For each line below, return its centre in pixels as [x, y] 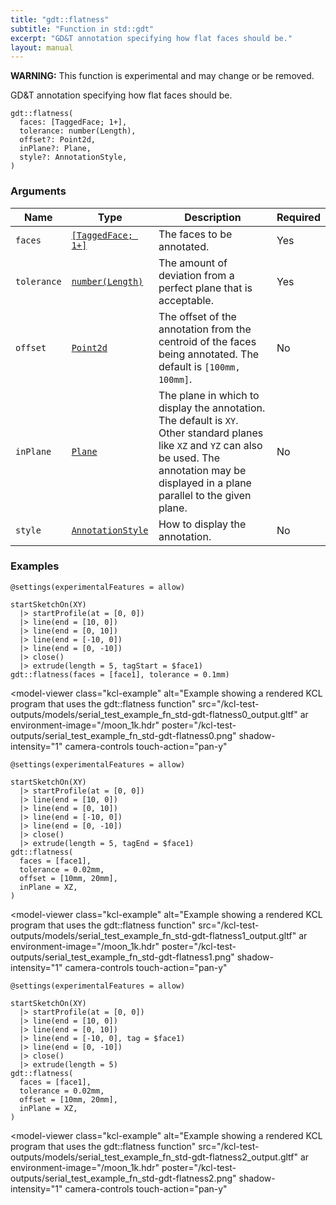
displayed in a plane [205, 483]
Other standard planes [211, 433]
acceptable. [186, 300]
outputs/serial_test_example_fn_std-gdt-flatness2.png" [123, 1178]
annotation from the [205, 329]
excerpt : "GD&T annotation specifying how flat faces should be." [151, 38]
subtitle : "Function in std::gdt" [82, 29]
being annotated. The [209, 354]
